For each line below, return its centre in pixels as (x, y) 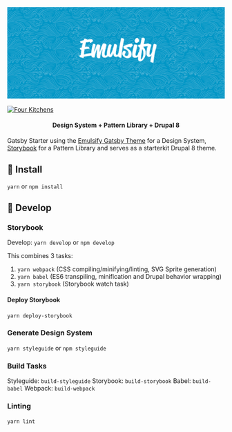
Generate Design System (50, 333)
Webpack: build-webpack (59, 389)
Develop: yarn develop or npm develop (61, 243)
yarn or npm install (35, 186)
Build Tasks (27, 366)
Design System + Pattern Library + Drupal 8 (116, 125)
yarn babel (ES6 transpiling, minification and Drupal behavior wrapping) (119, 277)
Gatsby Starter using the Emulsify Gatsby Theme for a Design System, (107, 140)
